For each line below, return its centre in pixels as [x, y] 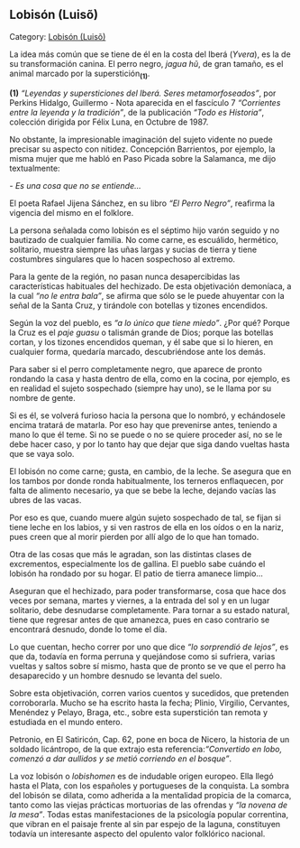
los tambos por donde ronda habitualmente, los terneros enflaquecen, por [146, 480]
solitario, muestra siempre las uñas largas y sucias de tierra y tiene [133, 249]
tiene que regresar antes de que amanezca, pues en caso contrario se [140, 620]
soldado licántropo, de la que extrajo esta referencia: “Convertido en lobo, [145, 749]
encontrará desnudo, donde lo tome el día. [88, 629]
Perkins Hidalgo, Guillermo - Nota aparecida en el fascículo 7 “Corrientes [145, 102]
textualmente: [35, 168]
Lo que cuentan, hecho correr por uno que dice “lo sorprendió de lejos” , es [149, 647]
